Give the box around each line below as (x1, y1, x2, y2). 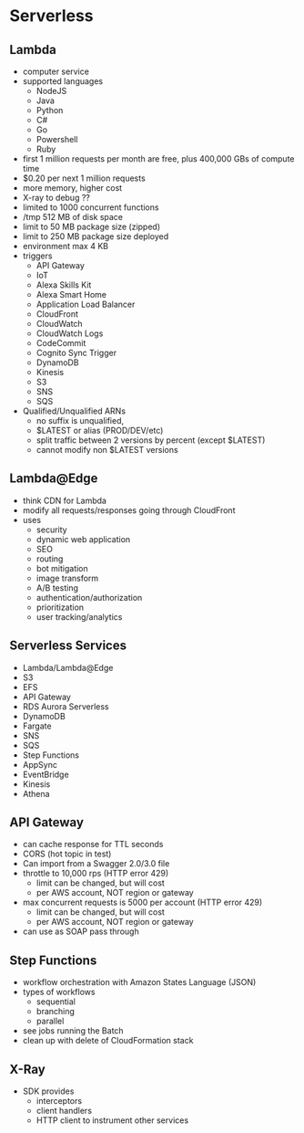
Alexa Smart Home (35, 289, 107, 299)
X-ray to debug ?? (22, 193, 91, 203)
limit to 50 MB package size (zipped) (22, 221, 161, 232)
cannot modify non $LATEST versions (35, 445, 179, 455)
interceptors (35, 1096, 83, 1107)
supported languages (22, 76, 103, 87)
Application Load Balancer (35, 299, 136, 309)
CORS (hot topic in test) (22, 848, 112, 859)
